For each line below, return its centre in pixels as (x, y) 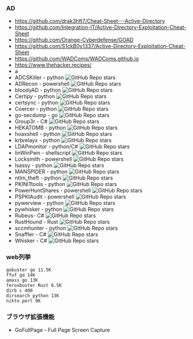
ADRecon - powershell (42, 84)
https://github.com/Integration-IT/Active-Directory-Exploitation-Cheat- (101, 27)
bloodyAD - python (38, 90)
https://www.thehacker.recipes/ (53, 65)
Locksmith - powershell (43, 159)
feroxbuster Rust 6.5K (34, 285)
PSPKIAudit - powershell (45, 197)
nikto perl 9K (24, 301)
